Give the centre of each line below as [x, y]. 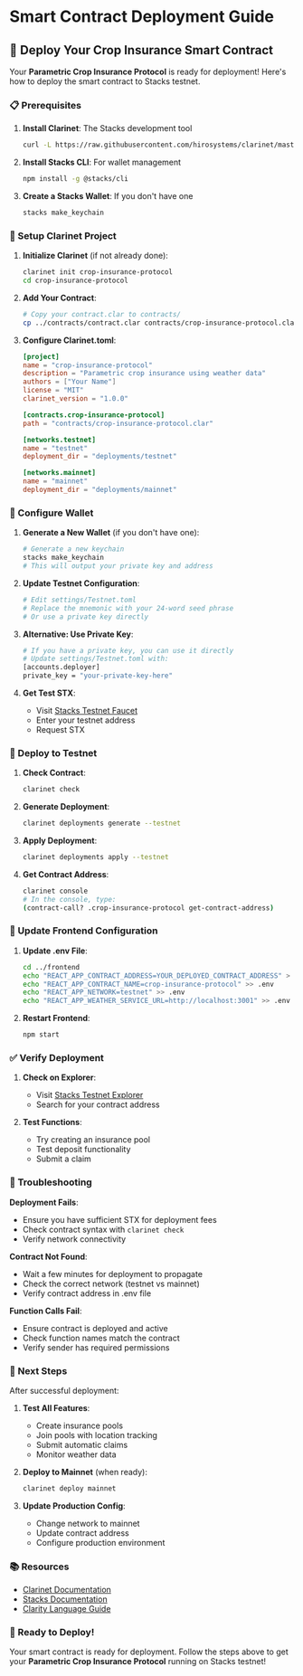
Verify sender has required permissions [96, 1347]
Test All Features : [56, 1408]
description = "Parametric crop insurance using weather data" [144, 374]
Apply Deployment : [60, 841]
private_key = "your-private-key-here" [98, 676]
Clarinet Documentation [66, 1590]
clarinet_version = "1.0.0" [75, 399]
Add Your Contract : [59, 298]
